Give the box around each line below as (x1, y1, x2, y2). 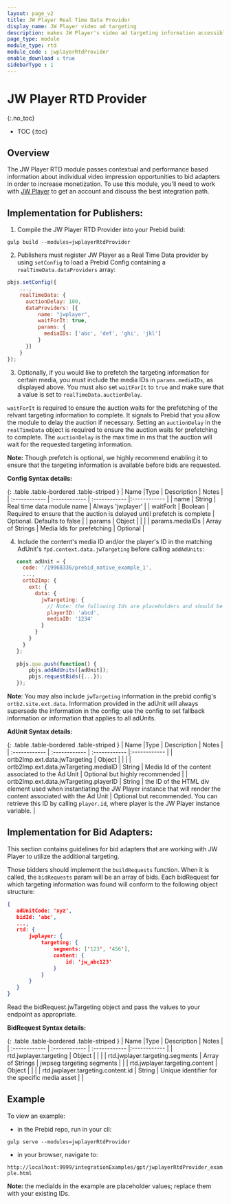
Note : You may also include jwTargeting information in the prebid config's (7, 692, 217, 700)
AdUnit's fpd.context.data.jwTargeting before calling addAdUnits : (16, 545, 205, 553)
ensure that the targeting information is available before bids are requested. (7, 461, 221, 469)
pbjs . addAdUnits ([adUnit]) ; (28, 667, 109, 674)
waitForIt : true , (37, 318, 88, 324)
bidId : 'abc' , (16, 913, 57, 920)
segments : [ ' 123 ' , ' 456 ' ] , (53, 946, 131, 953)
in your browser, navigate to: (16, 1150, 98, 1159)
